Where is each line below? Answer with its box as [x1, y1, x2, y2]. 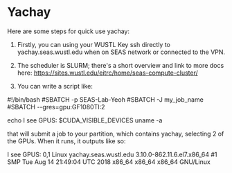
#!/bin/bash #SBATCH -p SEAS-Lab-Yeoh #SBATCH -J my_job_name [7, 95, 204, 104]
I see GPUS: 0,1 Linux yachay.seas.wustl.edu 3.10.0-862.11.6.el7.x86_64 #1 [7, 150, 217, 158]
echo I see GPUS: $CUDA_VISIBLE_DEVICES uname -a [7, 116, 163, 125]
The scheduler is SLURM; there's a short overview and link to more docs [17, 61, 224, 69]
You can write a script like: [17, 82, 93, 90]
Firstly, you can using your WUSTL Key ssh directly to [17, 40, 171, 48]
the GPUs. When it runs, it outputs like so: [7, 136, 126, 145]
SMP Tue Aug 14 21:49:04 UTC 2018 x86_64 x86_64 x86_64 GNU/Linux [7, 157, 211, 166]
